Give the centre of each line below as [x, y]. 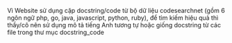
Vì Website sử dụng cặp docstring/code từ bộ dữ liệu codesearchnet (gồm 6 [116, 11]
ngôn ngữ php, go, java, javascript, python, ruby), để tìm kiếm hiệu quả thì [113, 18]
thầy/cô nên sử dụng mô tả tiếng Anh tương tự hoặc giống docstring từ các [114, 25]
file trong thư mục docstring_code [56, 32]
